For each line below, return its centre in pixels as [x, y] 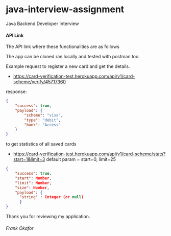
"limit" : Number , [33, 183]
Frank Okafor [20, 228]
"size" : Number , [32, 187]
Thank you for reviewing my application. [48, 217]
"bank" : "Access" [42, 125]
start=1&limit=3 [29, 159]
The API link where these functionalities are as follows [63, 46]
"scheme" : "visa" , [44, 115]
